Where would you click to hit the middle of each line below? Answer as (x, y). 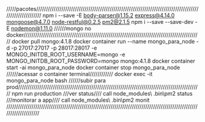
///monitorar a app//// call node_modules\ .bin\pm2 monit (78, 100)
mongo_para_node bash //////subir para (56, 80)
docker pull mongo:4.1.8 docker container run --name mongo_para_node (103, 41)
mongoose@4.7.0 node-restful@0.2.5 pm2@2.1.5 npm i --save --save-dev (100, 22)
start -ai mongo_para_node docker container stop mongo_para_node (93, 67)
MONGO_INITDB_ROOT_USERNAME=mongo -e (66, 54)
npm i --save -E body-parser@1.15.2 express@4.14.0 (109, 15)
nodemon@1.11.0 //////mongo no (51, 28)
